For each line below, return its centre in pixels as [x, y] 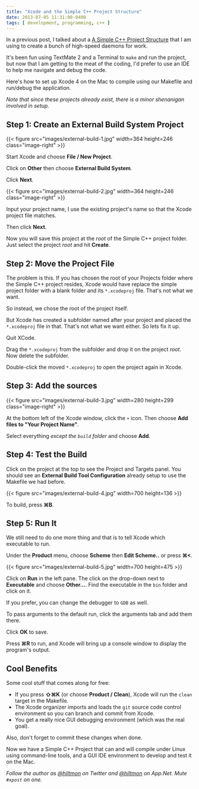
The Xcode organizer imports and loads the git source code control [98, 707]
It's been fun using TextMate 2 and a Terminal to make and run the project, [96, 58]
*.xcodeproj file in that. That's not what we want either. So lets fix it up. [93, 326]
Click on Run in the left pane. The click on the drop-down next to [86, 578]
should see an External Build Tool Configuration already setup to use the [96, 475]
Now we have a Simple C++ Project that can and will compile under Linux [96, 749]
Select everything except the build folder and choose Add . [78, 436]
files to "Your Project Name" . [42, 424]
